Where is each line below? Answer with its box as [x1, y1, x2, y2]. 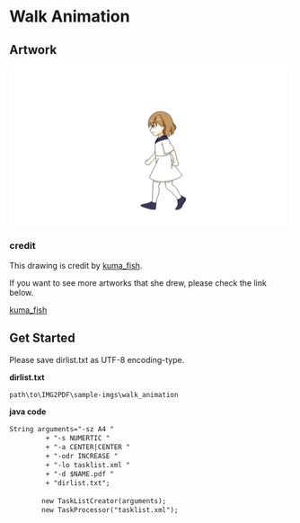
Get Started [9, 331, 75, 346]
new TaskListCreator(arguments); [41, 496, 167, 505]
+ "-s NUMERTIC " [45, 433, 110, 442]
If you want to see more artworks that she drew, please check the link [9, 277, 267, 288]
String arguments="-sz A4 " [9, 424, 115, 433]
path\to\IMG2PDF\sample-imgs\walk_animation [9, 390, 179, 399]
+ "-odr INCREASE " [45, 451, 119, 460]
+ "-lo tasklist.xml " [45, 460, 130, 469]
